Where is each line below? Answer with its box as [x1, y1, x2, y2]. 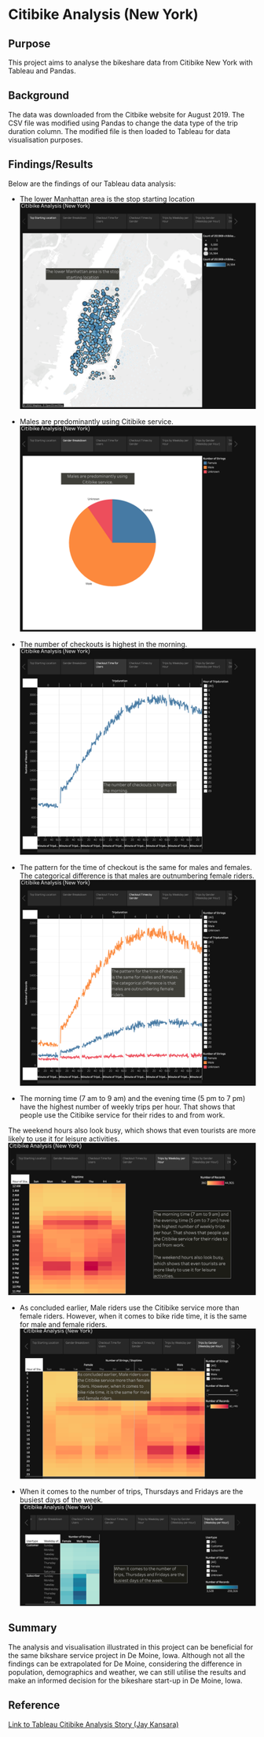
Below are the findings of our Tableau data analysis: [8, 179, 177, 188]
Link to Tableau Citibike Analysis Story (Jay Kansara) [8, 1720, 179, 1729]
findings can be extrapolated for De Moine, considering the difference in [8, 1659, 242, 1668]
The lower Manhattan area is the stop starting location [19, 194, 195, 203]
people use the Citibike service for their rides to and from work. [19, 1110, 225, 1120]
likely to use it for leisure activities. [8, 1133, 120, 1144]
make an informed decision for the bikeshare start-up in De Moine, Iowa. [8, 1676, 243, 1685]
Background [8, 89, 69, 102]
